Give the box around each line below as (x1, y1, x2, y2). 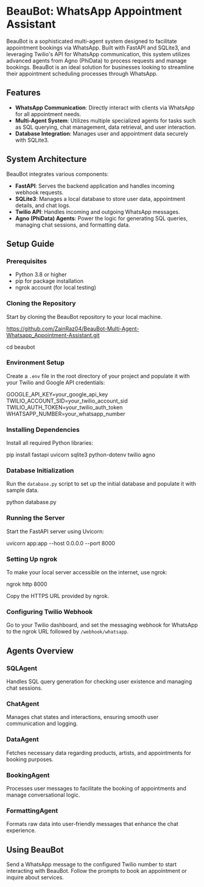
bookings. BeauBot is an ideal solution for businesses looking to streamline (6, 63, 194, 71)
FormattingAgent (6, 806, 58, 815)
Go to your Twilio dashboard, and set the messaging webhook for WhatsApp (6, 621, 198, 629)
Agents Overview (6, 646, 74, 656)
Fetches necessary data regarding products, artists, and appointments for (6, 749, 192, 756)
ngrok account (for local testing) (15, 284, 96, 291)
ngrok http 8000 (6, 580, 47, 588)
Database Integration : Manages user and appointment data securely (15, 130, 189, 137)
